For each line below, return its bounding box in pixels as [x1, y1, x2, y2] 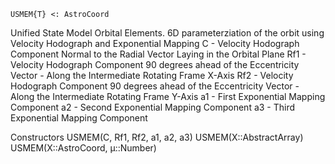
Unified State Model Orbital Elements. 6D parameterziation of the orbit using [10, 27, 325, 39]
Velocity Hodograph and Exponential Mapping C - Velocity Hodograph [10, 38, 300, 49]
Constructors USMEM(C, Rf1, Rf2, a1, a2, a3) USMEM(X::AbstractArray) [10, 131, 304, 143]
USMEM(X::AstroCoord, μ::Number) [10, 142, 157, 154]
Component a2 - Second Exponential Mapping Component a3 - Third [10, 101, 296, 113]
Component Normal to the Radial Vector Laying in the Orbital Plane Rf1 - [10, 48, 307, 60]
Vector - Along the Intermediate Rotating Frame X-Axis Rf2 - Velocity [10, 70, 294, 81]
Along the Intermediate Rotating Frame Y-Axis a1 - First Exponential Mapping [10, 91, 326, 102]
